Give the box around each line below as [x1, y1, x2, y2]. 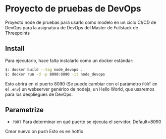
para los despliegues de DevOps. [5, 91, 73, 97]
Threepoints [5, 30, 30, 36]
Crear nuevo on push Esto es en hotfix [5, 129, 83, 135]
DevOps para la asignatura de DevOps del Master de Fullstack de [5, 24, 139, 30]
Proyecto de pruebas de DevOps [5, 3, 141, 14]
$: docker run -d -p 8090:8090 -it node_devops [5, 71, 106, 77]
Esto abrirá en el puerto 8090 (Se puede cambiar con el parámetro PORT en [5, 80, 158, 87]
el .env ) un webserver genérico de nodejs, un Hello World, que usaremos [5, 86, 155, 92]
